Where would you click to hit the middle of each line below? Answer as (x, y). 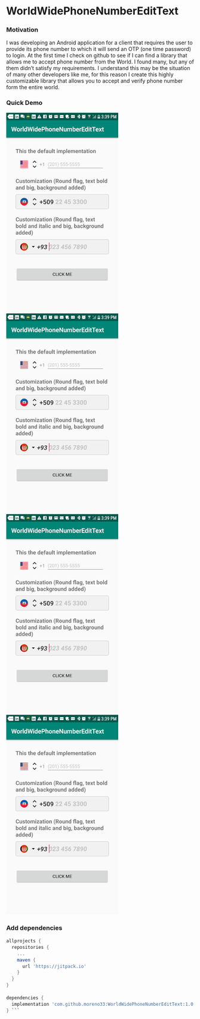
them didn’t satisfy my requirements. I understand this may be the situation (98, 68)
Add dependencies (34, 928)
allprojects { (24, 941)
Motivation (22, 30)
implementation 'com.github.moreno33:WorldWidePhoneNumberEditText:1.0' (104, 1004)
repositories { (30, 947)
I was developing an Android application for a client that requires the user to (99, 43)
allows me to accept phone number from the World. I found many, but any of (100, 62)
